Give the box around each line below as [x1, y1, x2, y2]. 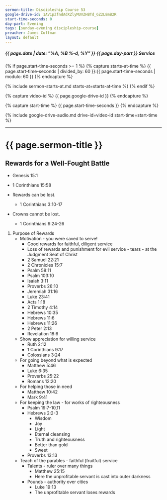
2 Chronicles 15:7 [27, 262, 63, 268]
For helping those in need [19, 384, 73, 390]
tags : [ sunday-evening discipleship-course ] [5, 26, 99, 31]
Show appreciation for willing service [19, 336, 96, 342]
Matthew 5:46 [27, 362, 56, 368]
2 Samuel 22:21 [27, 257, 59, 263]
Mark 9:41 [27, 394, 48, 400]
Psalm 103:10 [27, 272, 54, 279]
